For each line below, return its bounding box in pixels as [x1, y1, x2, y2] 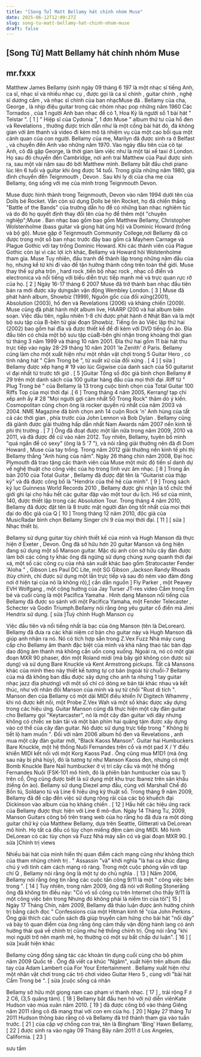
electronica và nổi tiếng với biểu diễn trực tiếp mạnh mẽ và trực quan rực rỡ [6, 274, 193, 281]
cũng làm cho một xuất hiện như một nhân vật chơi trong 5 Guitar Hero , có [6, 350, 191, 358]
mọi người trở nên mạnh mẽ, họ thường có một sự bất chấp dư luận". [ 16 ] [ [6, 933, 191, 941]
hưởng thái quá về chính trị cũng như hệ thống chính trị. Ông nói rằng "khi [6, 927, 188, 935]
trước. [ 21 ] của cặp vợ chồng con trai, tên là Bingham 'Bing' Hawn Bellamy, [6, 1020, 193, 1028]
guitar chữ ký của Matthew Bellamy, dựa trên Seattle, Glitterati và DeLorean [6, 820, 191, 827]
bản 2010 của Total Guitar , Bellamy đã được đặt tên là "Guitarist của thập [6, 472, 187, 479]
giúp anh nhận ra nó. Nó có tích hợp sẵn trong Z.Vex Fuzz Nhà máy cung [6, 635, 185, 642]
